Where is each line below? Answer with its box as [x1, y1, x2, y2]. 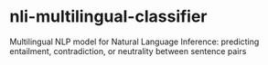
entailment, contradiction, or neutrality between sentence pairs [9, 45, 247, 56]
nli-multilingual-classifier [9, 6, 208, 27]
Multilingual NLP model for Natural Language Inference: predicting [9, 36, 260, 47]
